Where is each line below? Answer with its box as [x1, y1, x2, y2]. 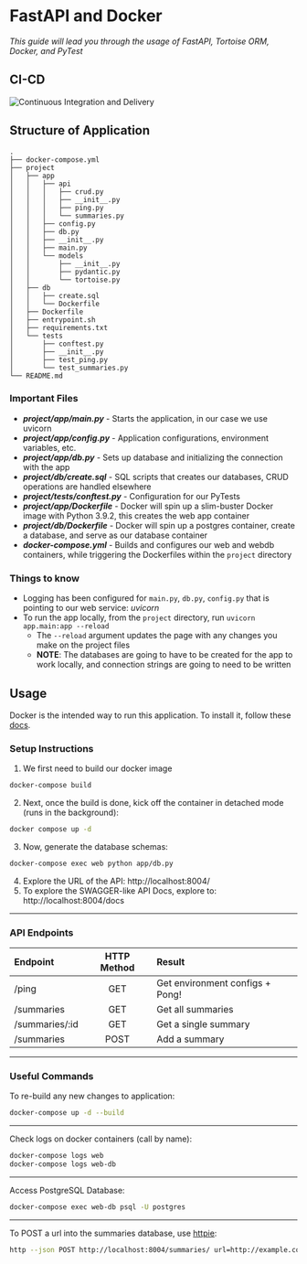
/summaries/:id [14, 1018, 79, 1031]
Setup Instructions [9, 742, 94, 755]
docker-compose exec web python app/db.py [9, 859, 174, 869]
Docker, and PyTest [9, 45, 84, 56]
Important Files [9, 392, 79, 405]
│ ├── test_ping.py [9, 355, 108, 364]
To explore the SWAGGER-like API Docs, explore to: [22, 884, 217, 896]
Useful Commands [9, 1070, 94, 1083]
